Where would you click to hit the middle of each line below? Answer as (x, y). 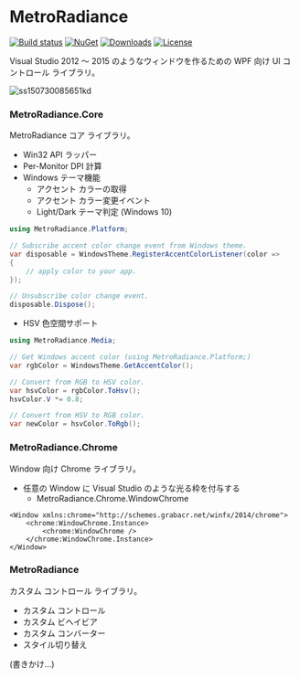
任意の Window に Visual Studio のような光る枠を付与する (131, 488)
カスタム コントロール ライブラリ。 (76, 590)
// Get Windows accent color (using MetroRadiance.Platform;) (130, 357)
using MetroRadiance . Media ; (63, 341)
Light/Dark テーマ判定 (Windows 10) (104, 212)
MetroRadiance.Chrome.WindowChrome (112, 498)
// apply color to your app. (81, 271)
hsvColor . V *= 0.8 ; (47, 399)
